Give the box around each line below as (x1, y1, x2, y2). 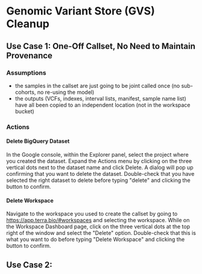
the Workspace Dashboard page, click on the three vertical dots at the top (6, 223, 191, 230)
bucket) (14, 107, 34, 115)
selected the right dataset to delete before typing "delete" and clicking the (6, 176, 191, 184)
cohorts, (14, 89, 36, 96)
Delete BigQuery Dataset (6, 137, 70, 145)
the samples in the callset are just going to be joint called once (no (14, 82, 180, 89)
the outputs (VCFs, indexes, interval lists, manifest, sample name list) (14, 95, 187, 102)
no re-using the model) (37, 89, 95, 96)
